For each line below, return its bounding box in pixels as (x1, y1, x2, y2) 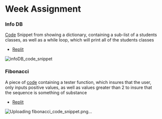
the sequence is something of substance (5, 89, 87, 96)
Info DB (5, 21, 23, 28)
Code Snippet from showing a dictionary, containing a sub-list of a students (5, 32, 157, 38)
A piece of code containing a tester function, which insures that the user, (5, 79, 152, 85)
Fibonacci (5, 68, 29, 75)
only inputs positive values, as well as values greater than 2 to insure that (5, 84, 152, 90)
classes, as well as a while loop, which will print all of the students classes (5, 37, 154, 43)
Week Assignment (5, 3, 81, 15)
